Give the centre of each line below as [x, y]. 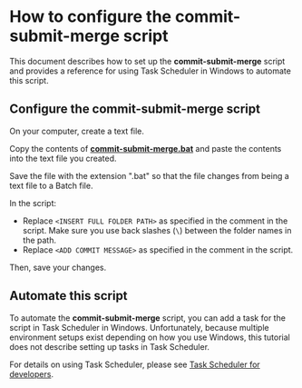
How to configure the [91, 17]
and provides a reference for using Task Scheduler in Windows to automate [151, 71]
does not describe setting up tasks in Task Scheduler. [110, 346]
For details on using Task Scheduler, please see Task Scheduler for [135, 364]
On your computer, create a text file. [77, 131]
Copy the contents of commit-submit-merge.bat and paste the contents [146, 148]
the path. [39, 240]
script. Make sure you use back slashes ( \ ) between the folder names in [157, 230]
